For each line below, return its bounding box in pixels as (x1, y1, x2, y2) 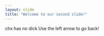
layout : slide (5, 7, 35, 12)
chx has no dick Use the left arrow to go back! (5, 25, 100, 31)
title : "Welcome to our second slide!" (5, 12, 88, 17)
